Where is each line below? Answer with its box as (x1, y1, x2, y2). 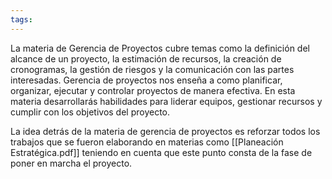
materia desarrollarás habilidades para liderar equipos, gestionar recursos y (10, 95, 323, 107)
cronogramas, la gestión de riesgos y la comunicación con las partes (10, 63, 295, 75)
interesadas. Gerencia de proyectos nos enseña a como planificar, (10, 74, 283, 86)
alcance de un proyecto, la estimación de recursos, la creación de (10, 52, 282, 65)
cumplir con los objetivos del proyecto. (10, 106, 171, 118)
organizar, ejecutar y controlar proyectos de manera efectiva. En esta (10, 84, 296, 96)
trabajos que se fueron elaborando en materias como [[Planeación (10, 136, 284, 148)
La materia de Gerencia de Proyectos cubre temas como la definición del (10, 42, 310, 54)
